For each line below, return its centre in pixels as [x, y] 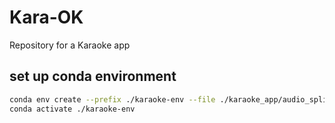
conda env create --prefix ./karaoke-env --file [112, 99]
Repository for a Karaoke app [70, 45]
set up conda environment [93, 76]
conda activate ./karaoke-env [72, 109]
